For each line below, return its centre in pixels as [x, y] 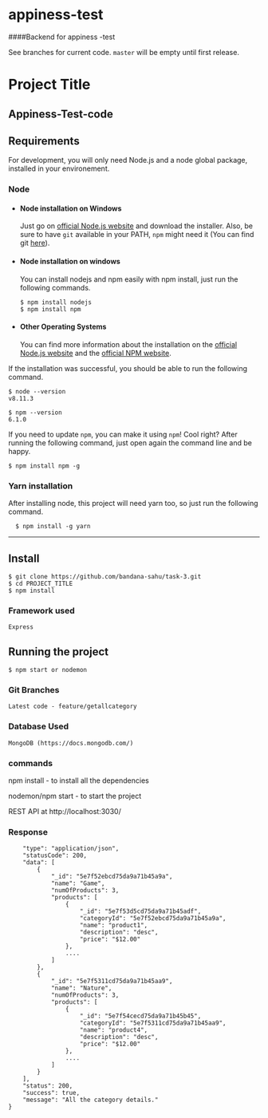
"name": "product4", [114, 1030]
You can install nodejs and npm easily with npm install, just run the [129, 279]
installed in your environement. [59, 168]
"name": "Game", [78, 883]
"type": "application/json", [71, 849]
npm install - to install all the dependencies [79, 780]
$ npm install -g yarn [53, 527]
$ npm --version [35, 413]
